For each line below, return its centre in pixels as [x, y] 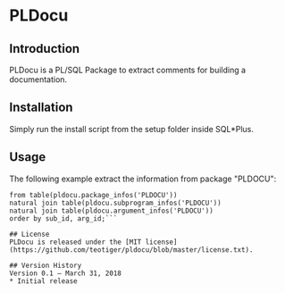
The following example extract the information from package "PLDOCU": [143, 179]
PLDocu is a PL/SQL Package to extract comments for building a [128, 70]
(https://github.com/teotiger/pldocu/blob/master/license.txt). [131, 250]
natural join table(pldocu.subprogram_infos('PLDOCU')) [115, 203]
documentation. [38, 80]
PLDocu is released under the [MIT [75, 242]
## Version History [46, 265]
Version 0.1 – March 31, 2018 [66, 273]
